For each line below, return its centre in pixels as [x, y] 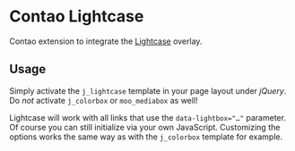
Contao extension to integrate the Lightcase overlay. [106, 41]
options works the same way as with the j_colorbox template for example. [146, 137]
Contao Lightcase [77, 17]
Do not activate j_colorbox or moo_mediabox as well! [104, 100]
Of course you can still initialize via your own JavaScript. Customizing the [145, 127]
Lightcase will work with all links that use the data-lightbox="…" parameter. [148, 117]
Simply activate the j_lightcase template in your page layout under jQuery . [148, 90]
